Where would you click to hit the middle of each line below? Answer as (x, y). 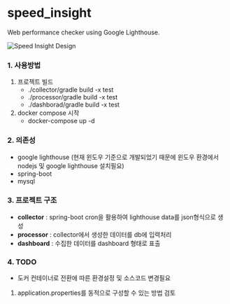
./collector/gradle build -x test (71, 90)
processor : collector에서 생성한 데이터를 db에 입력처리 (94, 234)
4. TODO (22, 262)
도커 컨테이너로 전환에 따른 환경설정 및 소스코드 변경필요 (94, 278)
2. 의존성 (22, 140)
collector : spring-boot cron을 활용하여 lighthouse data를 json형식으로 (117, 217)
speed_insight (50, 13)
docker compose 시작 (48, 113)
